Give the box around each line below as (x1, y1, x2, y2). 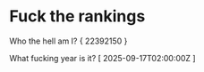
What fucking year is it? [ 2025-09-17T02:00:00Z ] (9, 52, 196, 63)
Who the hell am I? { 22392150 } (9, 36, 128, 46)
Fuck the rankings (9, 6, 146, 27)
